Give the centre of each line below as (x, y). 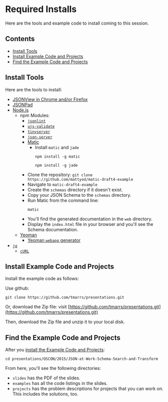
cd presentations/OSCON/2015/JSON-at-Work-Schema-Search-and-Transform (81, 359)
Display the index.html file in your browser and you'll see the (90, 224)
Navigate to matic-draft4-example (62, 184)
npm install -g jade (56, 165)
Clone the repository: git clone (60, 175)
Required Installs (41, 9)
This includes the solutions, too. (45, 394)
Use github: (17, 288)
